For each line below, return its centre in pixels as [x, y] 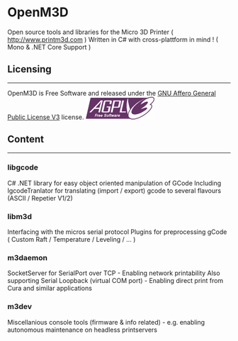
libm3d [19, 216]
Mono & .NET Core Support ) [49, 47]
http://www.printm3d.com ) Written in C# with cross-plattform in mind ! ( [113, 39]
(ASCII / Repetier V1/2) [40, 198]
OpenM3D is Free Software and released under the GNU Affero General [112, 93]
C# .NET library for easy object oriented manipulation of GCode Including [114, 183]
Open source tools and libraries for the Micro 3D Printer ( [90, 32]
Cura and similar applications [50, 289]
